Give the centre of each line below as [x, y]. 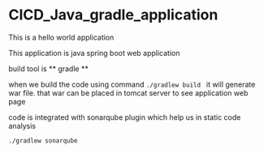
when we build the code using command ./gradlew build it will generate [132, 84]
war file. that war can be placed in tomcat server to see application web [128, 93]
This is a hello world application [61, 37]
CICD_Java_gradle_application [113, 15]
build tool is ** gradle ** [49, 68]
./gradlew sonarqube [43, 140]
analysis [22, 125]
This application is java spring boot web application [94, 53]
